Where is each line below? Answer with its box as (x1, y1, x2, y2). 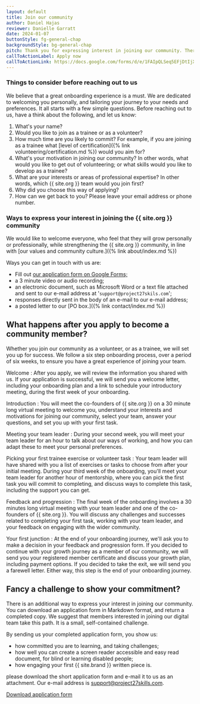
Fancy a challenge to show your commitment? (6, 584, 180, 595)
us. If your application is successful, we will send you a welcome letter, (6, 375, 180, 382)
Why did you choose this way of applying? (14, 186, 119, 193)
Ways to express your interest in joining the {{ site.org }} (6, 213, 173, 222)
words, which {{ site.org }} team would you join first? (14, 180, 144, 187)
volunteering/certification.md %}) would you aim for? (14, 148, 145, 155)
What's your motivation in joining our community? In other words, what (14, 154, 189, 161)
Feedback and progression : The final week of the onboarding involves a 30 (6, 498, 192, 505)
